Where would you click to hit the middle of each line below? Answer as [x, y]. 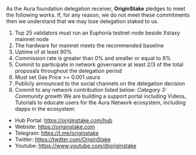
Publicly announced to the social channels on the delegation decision [100, 83]
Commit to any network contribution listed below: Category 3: [91, 90]
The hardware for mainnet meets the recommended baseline [89, 45]
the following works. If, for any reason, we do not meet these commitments [98, 15]
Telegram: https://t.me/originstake [57, 133]
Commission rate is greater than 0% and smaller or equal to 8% [93, 58]
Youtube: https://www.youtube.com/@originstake [76, 146]
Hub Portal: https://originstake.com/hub [63, 120]
